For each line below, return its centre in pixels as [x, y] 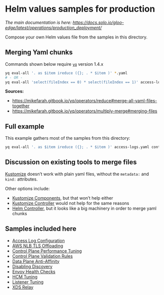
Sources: [14, 92]
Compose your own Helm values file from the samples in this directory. [76, 37]
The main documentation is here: [38, 22]
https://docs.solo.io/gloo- [98, 22]
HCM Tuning [25, 277]
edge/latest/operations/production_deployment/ [53, 27]
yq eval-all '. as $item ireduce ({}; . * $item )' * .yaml [66, 73]
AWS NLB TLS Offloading [38, 246]
